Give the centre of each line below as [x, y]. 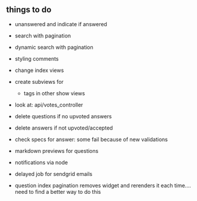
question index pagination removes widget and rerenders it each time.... [103, 185]
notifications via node [41, 162]
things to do [29, 10]
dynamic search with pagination [54, 47]
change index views [39, 70]
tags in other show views [54, 93]
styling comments [37, 58]
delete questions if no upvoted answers [63, 116]
